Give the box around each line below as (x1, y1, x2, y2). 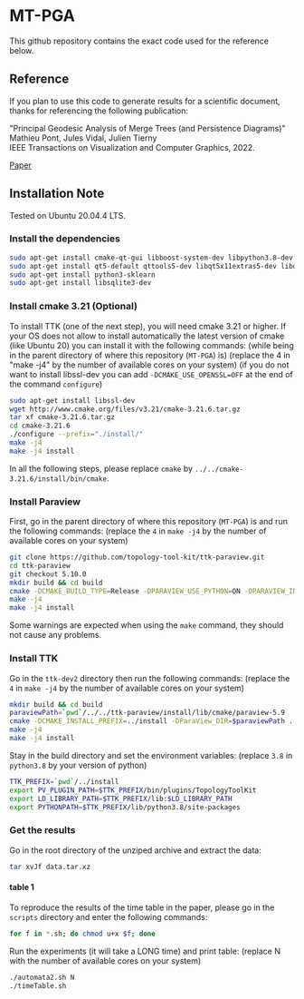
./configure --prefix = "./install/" (9, 430, 144, 439)
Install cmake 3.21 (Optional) (9, 300, 138, 313)
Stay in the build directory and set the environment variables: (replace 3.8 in (9, 749, 293, 760)
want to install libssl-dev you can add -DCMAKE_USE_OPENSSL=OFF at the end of (9, 368, 294, 379)
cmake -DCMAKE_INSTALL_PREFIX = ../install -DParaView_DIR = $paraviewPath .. (9, 717, 298, 726)
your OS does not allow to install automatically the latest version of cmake (9, 330, 285, 341)
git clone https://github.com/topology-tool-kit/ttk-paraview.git (9, 553, 265, 563)
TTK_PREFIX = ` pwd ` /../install (9, 777, 119, 786)
